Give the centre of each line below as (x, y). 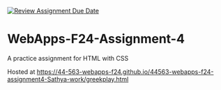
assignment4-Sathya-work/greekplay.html (68, 79)
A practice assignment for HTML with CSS (68, 58)
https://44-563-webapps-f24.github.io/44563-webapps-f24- (125, 72)
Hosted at (21, 72)
